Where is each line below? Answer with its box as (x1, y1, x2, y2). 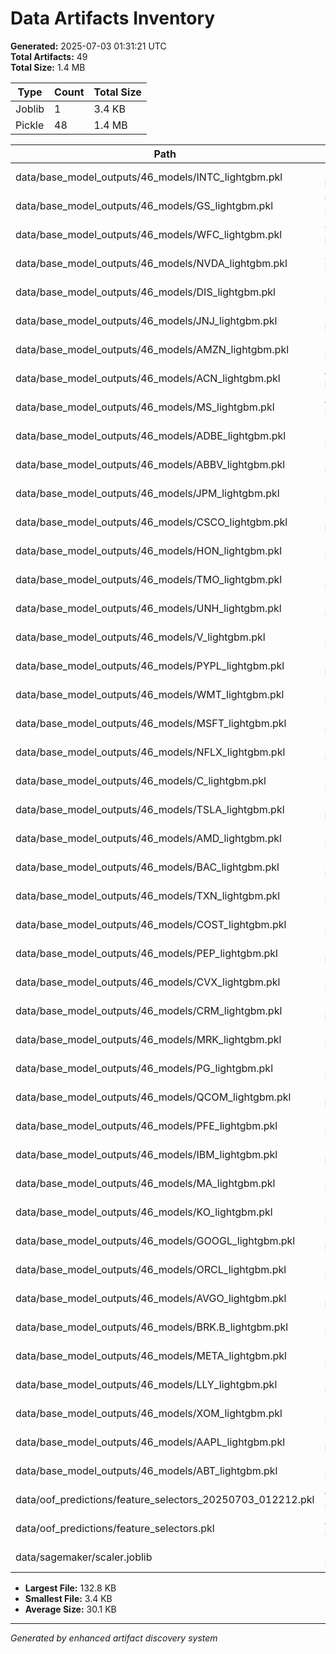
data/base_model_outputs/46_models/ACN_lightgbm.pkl (15, 371, 281, 385)
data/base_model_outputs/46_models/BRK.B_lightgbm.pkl (15, 1320, 289, 1334)
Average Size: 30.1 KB (24, 1603, 117, 1615)
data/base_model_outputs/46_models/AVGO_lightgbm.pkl (15, 1291, 287, 1305)
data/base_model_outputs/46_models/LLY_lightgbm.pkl (15, 1377, 278, 1391)
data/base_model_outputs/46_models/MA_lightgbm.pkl (15, 1176, 276, 1190)
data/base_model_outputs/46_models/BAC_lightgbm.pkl (15, 860, 280, 874)
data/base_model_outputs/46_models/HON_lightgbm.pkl (15, 543, 283, 557)
